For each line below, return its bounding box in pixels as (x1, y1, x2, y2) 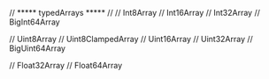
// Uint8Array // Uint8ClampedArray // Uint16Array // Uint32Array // (9, 34, 254, 44)
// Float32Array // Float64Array (9, 61, 123, 70)
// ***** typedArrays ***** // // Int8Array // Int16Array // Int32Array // (9, 8, 261, 18)
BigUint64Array (9, 43, 66, 54)
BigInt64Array (9, 17, 60, 27)
